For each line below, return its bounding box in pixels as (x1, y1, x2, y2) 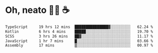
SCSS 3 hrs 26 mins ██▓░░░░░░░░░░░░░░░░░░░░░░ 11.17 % (5, 33, 153, 38)
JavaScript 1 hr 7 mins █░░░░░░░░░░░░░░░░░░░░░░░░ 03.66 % (5, 38, 153, 43)
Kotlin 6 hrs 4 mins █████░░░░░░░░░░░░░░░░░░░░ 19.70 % (5, 29, 153, 34)
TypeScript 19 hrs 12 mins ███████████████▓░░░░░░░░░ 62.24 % (5, 24, 153, 29)
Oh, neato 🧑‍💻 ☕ (5, 4, 70, 16)
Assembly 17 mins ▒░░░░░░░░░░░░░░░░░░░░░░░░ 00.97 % (5, 43, 153, 48)
